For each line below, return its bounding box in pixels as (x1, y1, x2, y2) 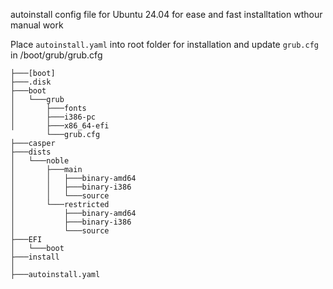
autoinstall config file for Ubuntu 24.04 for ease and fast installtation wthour (10, 9, 323, 20)
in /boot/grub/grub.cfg (10, 49, 103, 61)
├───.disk (10, 77, 52, 87)
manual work (10, 19, 64, 31)
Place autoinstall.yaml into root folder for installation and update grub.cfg (10, 39, 319, 50)
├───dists (10, 147, 52, 157)
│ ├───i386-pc (10, 112, 97, 122)
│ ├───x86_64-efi (10, 121, 110, 131)
